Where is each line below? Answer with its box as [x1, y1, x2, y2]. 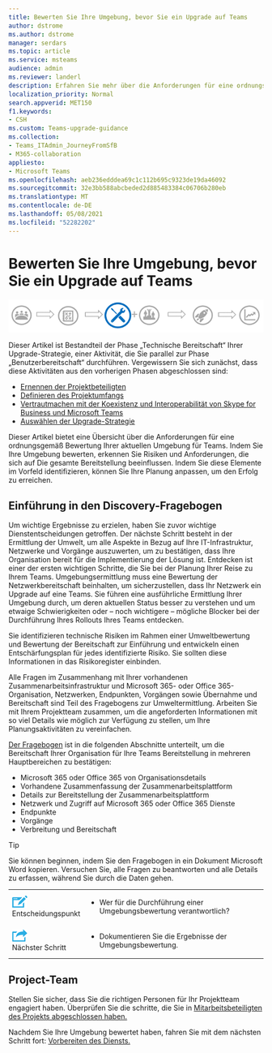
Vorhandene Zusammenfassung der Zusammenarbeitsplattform [19, 781, 233, 791]
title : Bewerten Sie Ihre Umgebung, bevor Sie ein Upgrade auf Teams [8, 13, 249, 21]
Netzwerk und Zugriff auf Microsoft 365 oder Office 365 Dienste [19, 799, 236, 809]
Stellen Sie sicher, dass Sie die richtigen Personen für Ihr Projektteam [8, 995, 240, 1004]
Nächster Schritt [11, 943, 66, 952]
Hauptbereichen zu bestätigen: [8, 757, 112, 767]
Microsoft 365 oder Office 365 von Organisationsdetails [19, 773, 206, 783]
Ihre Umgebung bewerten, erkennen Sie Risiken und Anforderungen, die [8, 449, 249, 459]
